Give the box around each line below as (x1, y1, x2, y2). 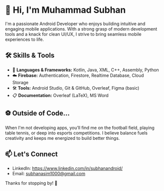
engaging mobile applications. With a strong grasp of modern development (5, 26, 158, 32)
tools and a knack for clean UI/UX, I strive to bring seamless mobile (5, 31, 142, 37)
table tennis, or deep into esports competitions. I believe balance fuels (5, 130, 148, 136)
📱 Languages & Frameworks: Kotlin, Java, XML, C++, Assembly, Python (12, 66, 159, 73)
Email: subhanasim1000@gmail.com (12, 171, 85, 177)
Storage (12, 79, 29, 85)
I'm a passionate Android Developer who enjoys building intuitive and (5, 21, 145, 27)
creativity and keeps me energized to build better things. (5, 135, 120, 141)
